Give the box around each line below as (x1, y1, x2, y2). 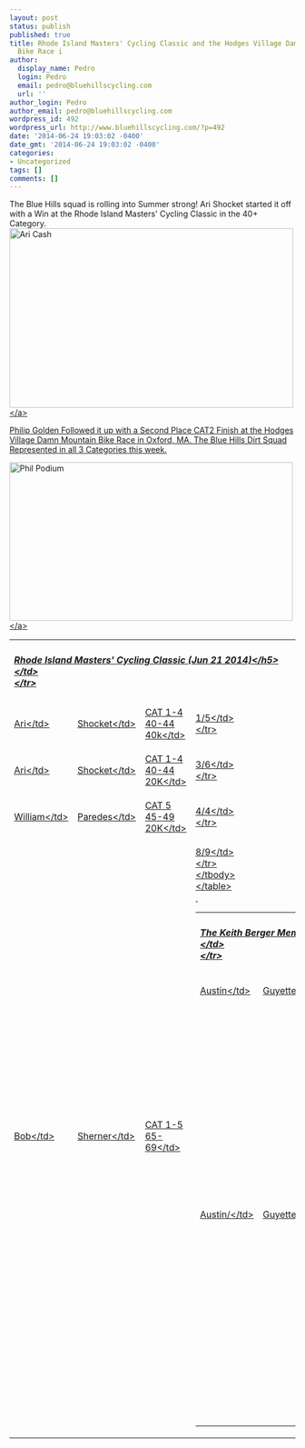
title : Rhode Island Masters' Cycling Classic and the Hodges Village (9, 38, 282, 48)
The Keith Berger (199, 926, 275, 939)
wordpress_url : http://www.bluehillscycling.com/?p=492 (9, 124, 225, 133)
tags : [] (9, 165, 43, 175)
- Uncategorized (9, 156, 71, 166)
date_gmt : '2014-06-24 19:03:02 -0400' (9, 140, 161, 149)
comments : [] (9, 174, 59, 183)
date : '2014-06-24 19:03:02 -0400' (9, 132, 144, 141)
